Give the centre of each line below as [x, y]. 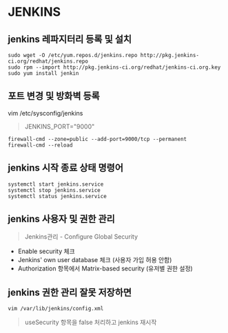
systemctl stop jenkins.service [54, 190]
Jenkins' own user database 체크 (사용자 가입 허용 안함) [95, 260]
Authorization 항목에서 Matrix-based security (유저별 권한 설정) [105, 268]
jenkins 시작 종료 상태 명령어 [65, 168]
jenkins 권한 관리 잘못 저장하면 [70, 292]
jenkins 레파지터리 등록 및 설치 [70, 39]
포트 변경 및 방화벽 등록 [54, 96]
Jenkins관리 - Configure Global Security [81, 237]
